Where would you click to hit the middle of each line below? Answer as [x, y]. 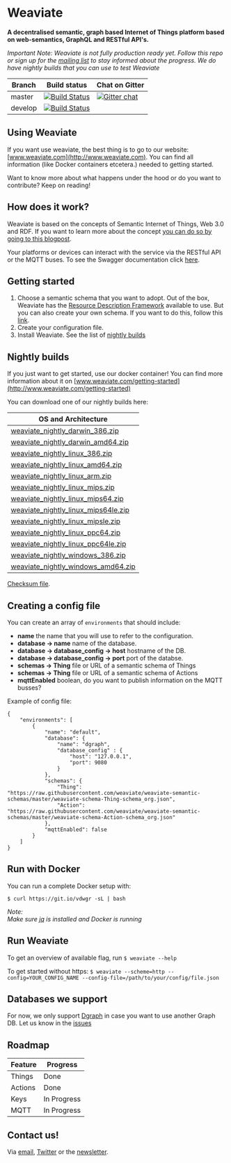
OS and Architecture [73, 419]
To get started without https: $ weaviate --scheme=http [86, 971]
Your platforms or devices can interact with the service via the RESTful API [114, 252]
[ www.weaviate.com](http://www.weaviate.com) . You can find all [100, 157]
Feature [24, 1065]
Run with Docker [44, 869]
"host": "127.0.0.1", [101, 757]
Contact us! [33, 1135]
